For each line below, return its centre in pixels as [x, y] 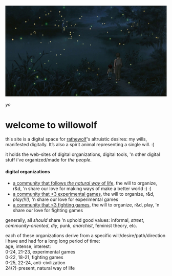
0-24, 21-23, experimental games [40, 251]
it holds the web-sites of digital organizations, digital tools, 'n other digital [83, 154]
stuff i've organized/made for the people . [49, 160]
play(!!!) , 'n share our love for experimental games [66, 199]
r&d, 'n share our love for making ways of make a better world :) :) [82, 188]
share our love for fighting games [48, 210]
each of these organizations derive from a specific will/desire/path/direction [85, 235]
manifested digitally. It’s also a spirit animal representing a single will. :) [80, 145]
